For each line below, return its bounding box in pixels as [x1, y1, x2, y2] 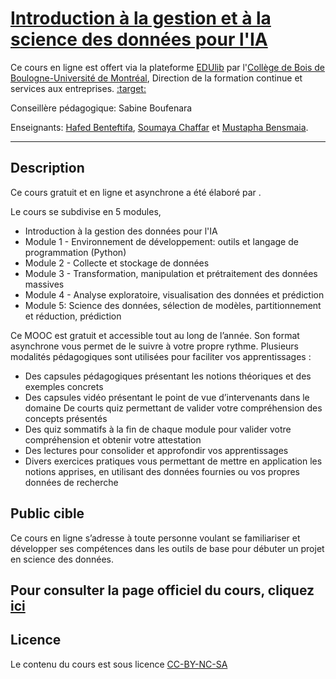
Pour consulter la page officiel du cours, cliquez [10, 582, 315, 599]
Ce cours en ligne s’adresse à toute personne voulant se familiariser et [10, 532, 301, 544]
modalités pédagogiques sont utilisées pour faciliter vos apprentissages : [10, 350, 312, 362]
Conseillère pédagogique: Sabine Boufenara [10, 102, 193, 114]
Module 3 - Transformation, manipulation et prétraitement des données [24, 267, 318, 279]
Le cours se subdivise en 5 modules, [10, 205, 162, 217]
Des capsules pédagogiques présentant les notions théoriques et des [24, 370, 312, 382]
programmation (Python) [24, 246, 127, 258]
